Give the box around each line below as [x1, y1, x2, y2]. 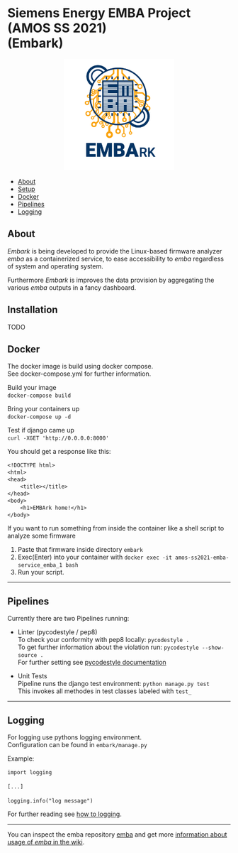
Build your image [7, 384, 57, 392]
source [17, 652, 38, 659]
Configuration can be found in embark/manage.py [7, 741, 147, 749]
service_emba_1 [17, 562, 63, 569]
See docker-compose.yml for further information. [7, 369, 152, 378]
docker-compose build [7, 392, 72, 399]
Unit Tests [17, 672, 47, 680]
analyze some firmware [7, 531, 76, 540]
